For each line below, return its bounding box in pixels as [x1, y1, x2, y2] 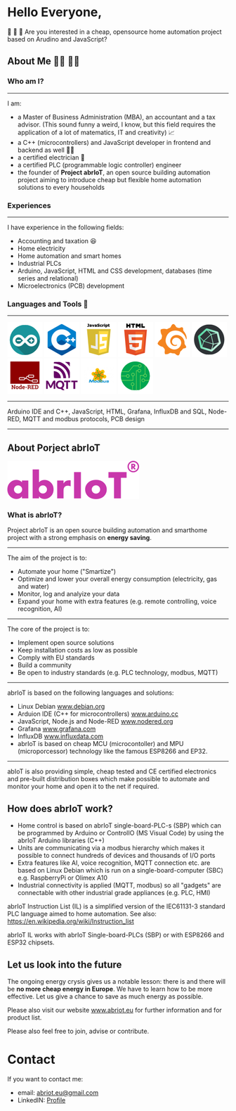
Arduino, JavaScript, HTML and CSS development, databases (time [17, 266, 213, 275]
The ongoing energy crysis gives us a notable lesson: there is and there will [7, 977, 226, 985]
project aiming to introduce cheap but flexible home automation [17, 175, 202, 184]
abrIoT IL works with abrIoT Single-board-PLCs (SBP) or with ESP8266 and [7, 931, 225, 939]
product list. [7, 1013, 42, 1022]
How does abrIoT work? [7, 802, 114, 814]
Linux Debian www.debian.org [17, 702, 105, 711]
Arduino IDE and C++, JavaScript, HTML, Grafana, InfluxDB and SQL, [7, 407, 207, 416]
